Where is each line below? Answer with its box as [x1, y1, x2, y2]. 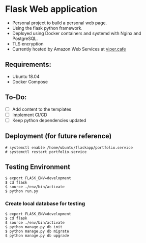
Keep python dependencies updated [12, 117, 87, 123]
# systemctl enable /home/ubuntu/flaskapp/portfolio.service [5, 145, 133, 150]
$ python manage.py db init [5, 224, 63, 229]
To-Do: [5, 93, 27, 102]
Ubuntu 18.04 [12, 73, 40, 80]
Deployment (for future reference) [5, 132, 112, 140]
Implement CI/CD [12, 112, 48, 118]
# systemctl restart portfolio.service [5, 149, 87, 154]
